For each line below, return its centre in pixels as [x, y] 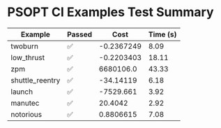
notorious [26, 114]
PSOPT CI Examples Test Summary [110, 12]
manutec [25, 103]
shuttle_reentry [36, 80]
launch [22, 92]
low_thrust [28, 57]
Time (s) [162, 34]
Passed [80, 34]
